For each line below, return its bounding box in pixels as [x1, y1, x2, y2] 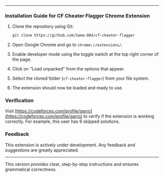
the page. [12, 57, 32, 63]
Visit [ [5, 108, 17, 114]
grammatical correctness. [5, 166, 57, 172]
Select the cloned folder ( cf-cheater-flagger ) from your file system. [12, 75, 150, 81]
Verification [5, 97, 34, 104]
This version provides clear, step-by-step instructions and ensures [5, 161, 139, 167]
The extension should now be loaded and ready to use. [12, 85, 123, 91]
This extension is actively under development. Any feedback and [5, 142, 136, 148]
